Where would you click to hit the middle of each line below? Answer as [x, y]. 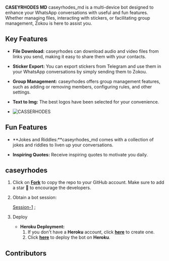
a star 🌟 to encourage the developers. [52, 188]
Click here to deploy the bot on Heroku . [69, 237]
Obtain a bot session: [35, 198]
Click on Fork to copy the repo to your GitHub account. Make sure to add [88, 183]
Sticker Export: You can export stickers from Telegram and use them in [87, 66]
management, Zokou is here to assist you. [49, 23]
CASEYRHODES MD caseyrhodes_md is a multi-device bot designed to [79, 7]
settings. [22, 92]
